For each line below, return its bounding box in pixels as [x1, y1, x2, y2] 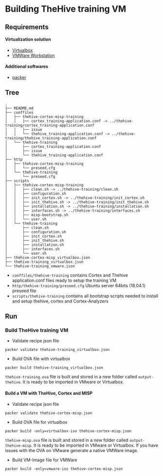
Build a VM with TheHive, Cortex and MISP [5, 390, 93, 396]
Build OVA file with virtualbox [12, 356, 71, 362]
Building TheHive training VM [5, 3, 127, 15]
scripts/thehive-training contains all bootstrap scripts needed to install [12, 293, 159, 298]
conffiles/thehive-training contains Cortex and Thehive [12, 272, 128, 278]
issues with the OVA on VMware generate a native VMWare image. [5, 447, 139, 453]
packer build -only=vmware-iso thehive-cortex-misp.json [5, 466, 123, 471]
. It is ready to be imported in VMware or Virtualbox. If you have [31, 442, 159, 448]
